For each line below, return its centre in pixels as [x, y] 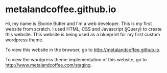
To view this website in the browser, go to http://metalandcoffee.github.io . [83, 50]
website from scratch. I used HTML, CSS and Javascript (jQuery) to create [83, 29]
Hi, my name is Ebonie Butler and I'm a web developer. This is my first [79, 23]
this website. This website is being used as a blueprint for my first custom [83, 34]
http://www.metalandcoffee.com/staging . [49, 65]
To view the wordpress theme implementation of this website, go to [76, 59]
